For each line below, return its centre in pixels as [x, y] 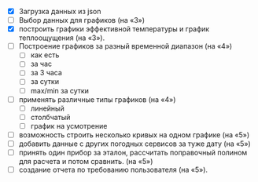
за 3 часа [46, 73]
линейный [47, 108]
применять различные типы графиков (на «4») [97, 99]
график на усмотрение [69, 126]
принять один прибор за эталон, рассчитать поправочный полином [133, 152]
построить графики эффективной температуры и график [114, 29]
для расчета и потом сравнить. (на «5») [86, 161]
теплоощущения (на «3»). [62, 38]
